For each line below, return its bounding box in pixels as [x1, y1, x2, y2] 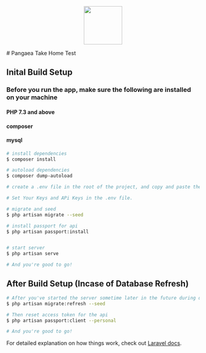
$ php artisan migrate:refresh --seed [6, 300, 105, 306]
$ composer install [6, 156, 56, 162]
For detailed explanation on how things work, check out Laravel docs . [6, 340, 182, 347]
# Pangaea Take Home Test [6, 50, 77, 56]
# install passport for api [6, 222, 78, 229]
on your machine [6, 93, 58, 102]
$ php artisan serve [6, 251, 59, 257]
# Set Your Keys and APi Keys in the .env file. [6, 195, 133, 202]
